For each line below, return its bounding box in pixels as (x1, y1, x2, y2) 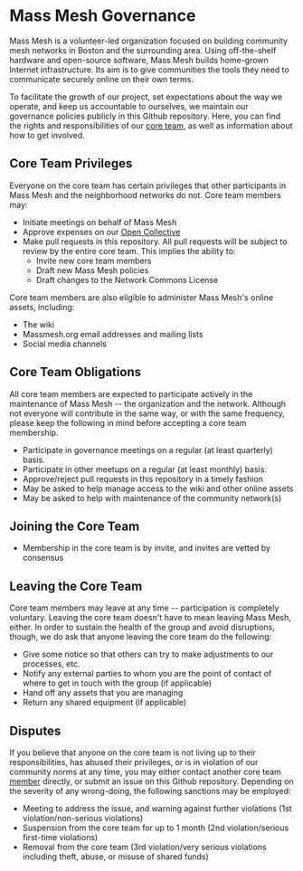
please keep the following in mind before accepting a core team (9, 417, 247, 428)
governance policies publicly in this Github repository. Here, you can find (9, 110, 281, 121)
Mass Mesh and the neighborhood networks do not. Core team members (9, 189, 282, 200)
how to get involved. (9, 129, 86, 140)
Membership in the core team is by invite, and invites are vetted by (22, 543, 271, 554)
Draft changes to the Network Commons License (35, 274, 219, 285)
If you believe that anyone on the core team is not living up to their (9, 747, 256, 758)
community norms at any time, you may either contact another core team (9, 766, 282, 777)
